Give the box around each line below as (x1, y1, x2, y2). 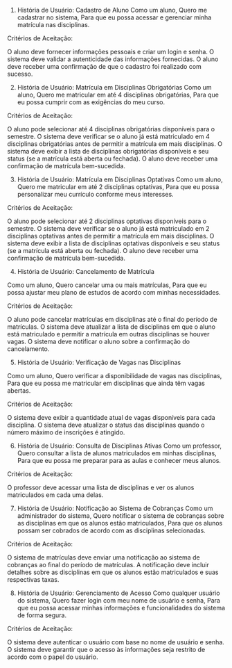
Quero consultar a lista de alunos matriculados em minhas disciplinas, (17, 449, 217, 457)
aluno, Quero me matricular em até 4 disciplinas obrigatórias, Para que (17, 90, 220, 99)
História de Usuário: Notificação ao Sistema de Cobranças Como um (17, 504, 213, 512)
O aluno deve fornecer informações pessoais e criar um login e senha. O (7, 48, 215, 56)
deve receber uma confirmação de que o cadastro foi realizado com (7, 63, 202, 70)
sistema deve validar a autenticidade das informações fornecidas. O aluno (7, 55, 219, 63)
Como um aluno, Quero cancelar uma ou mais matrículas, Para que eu (7, 281, 207, 289)
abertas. (7, 386, 31, 395)
